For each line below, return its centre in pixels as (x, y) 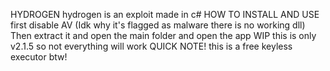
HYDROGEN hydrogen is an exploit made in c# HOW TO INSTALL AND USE (165, 14)
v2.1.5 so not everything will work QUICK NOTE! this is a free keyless (151, 46)
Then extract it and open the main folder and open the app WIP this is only (163, 35)
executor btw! (39, 57)
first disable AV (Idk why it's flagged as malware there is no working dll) (158, 25)
